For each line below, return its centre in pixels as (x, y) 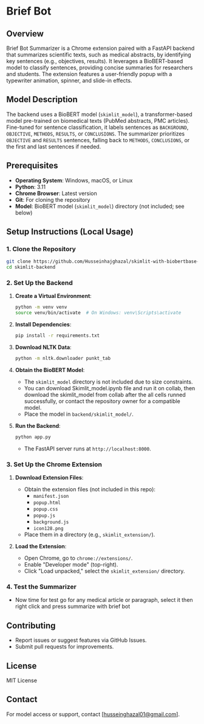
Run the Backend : (38, 426)
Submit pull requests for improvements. (64, 647)
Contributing (31, 625)
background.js (51, 522)
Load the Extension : (41, 546)
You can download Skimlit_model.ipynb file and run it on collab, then (110, 388)
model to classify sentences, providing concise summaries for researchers (100, 67)
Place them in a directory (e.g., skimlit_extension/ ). (90, 535)
